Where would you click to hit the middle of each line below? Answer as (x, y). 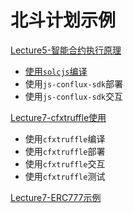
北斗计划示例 (63, 20)
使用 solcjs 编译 (56, 71)
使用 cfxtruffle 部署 (65, 151)
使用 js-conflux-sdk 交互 (74, 96)
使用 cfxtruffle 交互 (65, 163)
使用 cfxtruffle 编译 (65, 138)
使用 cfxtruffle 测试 (65, 176)
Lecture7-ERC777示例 (56, 197)
